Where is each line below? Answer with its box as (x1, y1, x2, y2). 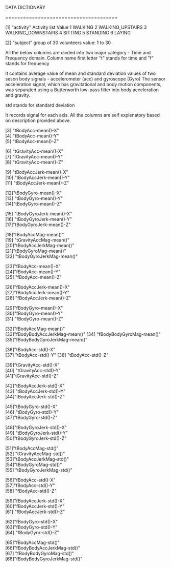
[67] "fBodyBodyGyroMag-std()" (5, 551, 75, 556)
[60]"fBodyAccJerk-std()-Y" (5, 503, 65, 509)
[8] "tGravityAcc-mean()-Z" (5, 159, 64, 165)
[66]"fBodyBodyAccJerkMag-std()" (5, 545, 81, 551)
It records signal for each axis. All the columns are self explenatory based (5, 112, 160, 118)
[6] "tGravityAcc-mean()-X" (5, 148, 64, 154)
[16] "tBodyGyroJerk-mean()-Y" (5, 216, 72, 222)
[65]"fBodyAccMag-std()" (5, 539, 60, 545)
